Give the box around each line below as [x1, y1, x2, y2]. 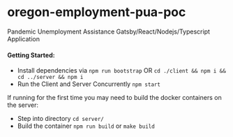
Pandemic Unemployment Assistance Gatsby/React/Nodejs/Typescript [7, 27, 211, 36]
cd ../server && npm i [17, 74, 84, 81]
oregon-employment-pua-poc [7, 4, 186, 20]
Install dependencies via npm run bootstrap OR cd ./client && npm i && [17, 66, 227, 75]
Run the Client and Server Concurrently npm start [17, 80, 160, 88]
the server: [7, 101, 39, 109]
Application [7, 34, 40, 43]
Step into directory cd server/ [17, 115, 105, 123]
